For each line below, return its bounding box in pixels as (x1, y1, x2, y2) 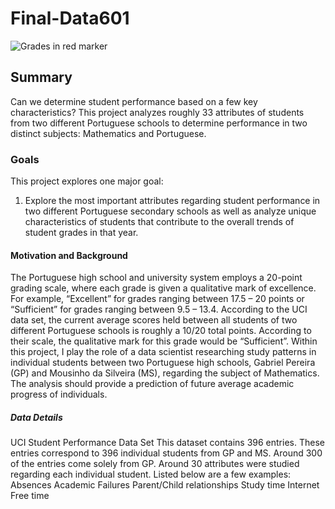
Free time (10, 490, 50, 502)
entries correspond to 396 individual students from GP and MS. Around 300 (10, 447, 323, 459)
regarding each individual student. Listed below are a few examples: (10, 468, 292, 481)
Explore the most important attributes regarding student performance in (24, 195, 321, 207)
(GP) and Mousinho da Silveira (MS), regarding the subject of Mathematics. (10, 367, 320, 379)
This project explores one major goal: (10, 175, 164, 187)
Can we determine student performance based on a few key (10, 95, 258, 107)
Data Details (10, 411, 63, 423)
